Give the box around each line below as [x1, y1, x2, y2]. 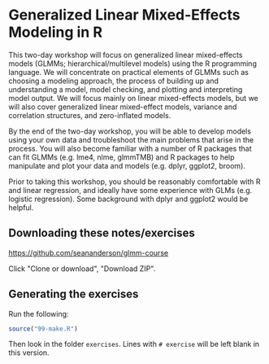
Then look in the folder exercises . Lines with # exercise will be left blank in [8, 340, 260, 349]
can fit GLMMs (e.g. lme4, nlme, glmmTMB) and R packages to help [8, 152, 235, 162]
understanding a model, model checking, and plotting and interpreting [8, 84, 243, 94]
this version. [8, 348, 50, 357]
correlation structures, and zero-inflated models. [8, 110, 171, 120]
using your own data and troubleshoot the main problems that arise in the [8, 134, 254, 144]
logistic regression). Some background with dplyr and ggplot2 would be [8, 194, 249, 204]
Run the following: [8, 309, 69, 318]
